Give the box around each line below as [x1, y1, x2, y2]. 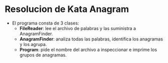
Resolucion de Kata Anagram [5, 3, 129, 15]
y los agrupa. [19, 41, 47, 47]
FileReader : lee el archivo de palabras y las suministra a [19, 25, 136, 31]
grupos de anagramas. [19, 51, 67, 58]
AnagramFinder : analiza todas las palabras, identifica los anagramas [19, 36, 163, 42]
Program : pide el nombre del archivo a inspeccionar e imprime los [19, 46, 157, 52]
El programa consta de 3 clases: [12, 20, 79, 26]
